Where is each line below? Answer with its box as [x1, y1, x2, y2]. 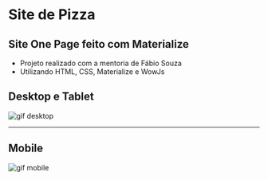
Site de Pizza [8, 6, 96, 24]
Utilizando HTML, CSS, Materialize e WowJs [19, 67, 165, 76]
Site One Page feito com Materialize [8, 37, 190, 51]
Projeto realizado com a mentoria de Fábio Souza [19, 58, 182, 68]
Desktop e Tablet [8, 90, 94, 104]
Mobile [8, 142, 44, 155]
